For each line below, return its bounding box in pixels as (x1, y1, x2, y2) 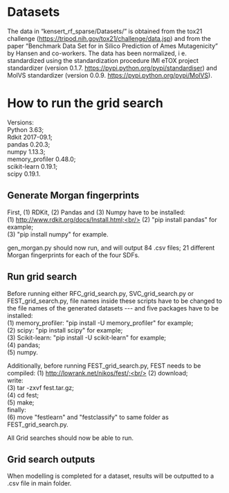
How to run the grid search (7, 95, 164, 111)
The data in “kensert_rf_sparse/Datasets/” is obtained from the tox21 (7, 27, 203, 35)
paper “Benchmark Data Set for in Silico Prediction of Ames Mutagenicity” (7, 41, 219, 50)
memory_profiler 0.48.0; (7, 155, 76, 163)
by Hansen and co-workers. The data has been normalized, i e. (7, 49, 187, 57)
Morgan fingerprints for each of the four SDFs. (7, 250, 140, 259)
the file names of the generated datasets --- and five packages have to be (7, 304, 219, 312)
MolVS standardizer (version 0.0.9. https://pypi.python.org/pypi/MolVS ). (7, 71, 212, 80)
